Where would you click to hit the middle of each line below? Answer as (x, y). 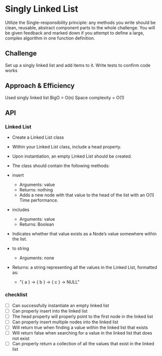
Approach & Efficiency (40, 86)
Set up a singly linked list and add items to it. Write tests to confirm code (78, 65)
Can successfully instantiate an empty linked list (61, 305)
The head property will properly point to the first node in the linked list (82, 316)
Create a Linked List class (38, 137)
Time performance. (39, 200)
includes (21, 210)
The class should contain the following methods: (61, 166)
